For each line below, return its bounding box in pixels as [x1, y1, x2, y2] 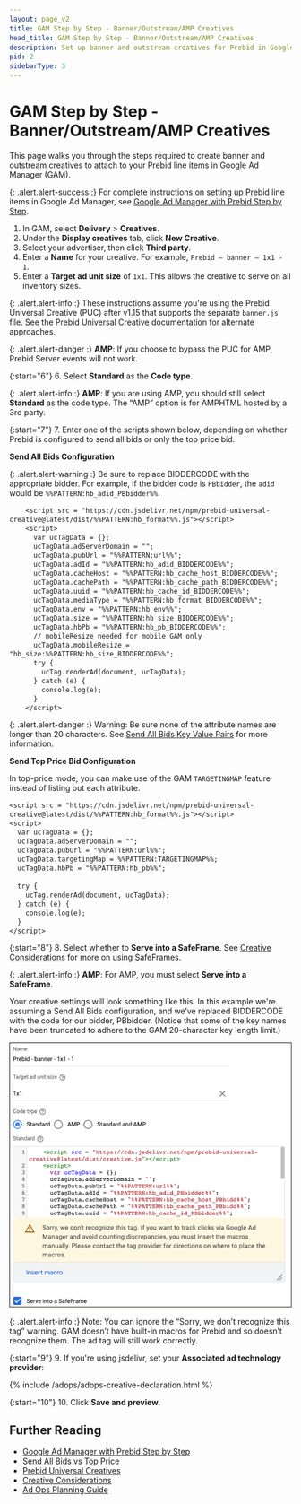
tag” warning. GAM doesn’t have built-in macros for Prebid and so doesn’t [9, 1326, 282, 1336]
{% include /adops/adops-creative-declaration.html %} [9, 1379, 213, 1390]
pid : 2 [9, 52, 34, 62]
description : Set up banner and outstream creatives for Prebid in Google [9, 43, 295, 52]
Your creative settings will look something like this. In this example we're [9, 995, 276, 1006]
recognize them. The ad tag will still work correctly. [9, 1334, 199, 1345]
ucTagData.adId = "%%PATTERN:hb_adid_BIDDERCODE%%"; [32, 560, 235, 569]
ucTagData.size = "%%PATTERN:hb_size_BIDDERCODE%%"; [32, 613, 235, 622]
